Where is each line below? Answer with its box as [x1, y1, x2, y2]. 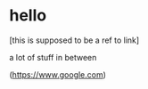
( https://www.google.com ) [9, 69, 107, 80]
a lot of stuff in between [9, 52, 97, 62]
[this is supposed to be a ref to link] [9, 35, 140, 45]
